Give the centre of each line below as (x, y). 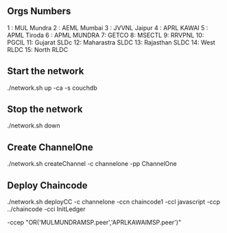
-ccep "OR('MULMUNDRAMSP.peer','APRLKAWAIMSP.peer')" (94, 223)
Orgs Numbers (39, 11)
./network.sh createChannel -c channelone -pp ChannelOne (92, 164)
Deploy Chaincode (47, 185)
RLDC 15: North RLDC (38, 49)
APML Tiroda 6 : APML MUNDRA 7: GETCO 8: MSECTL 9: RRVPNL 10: (106, 35)
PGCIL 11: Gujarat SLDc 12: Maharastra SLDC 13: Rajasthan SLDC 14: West (111, 42)
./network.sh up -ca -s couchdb (52, 88)
